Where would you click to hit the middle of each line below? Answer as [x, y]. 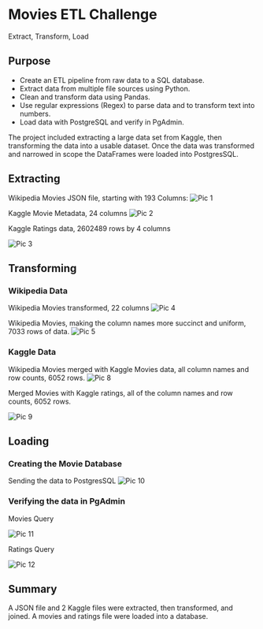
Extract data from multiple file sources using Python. [105, 88]
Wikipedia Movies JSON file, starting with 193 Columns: [98, 198]
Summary [33, 589]
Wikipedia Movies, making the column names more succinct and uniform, [127, 323]
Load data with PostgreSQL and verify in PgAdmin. [102, 122]
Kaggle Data [32, 352]
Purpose [30, 61]
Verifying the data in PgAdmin [67, 501]
